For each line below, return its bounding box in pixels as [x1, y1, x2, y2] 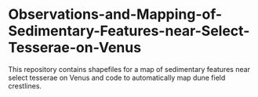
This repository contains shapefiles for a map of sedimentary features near [8, 64, 251, 74]
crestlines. [8, 81, 42, 91]
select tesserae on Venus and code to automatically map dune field [8, 73, 226, 82]
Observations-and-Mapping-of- [8, 5, 223, 23]
